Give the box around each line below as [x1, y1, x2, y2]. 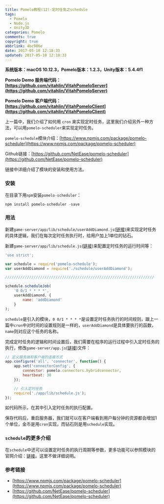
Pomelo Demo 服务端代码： [5, 77, 61, 83]
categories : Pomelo [5, 30, 45, 35]
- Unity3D [9, 25, 29, 30]
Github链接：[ [5, 151, 33, 157]
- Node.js [9, 21, 29, 26]
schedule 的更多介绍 [5, 434, 51, 441]
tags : [5, 12, 16, 17]
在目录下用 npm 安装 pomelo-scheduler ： [5, 192, 82, 198]
